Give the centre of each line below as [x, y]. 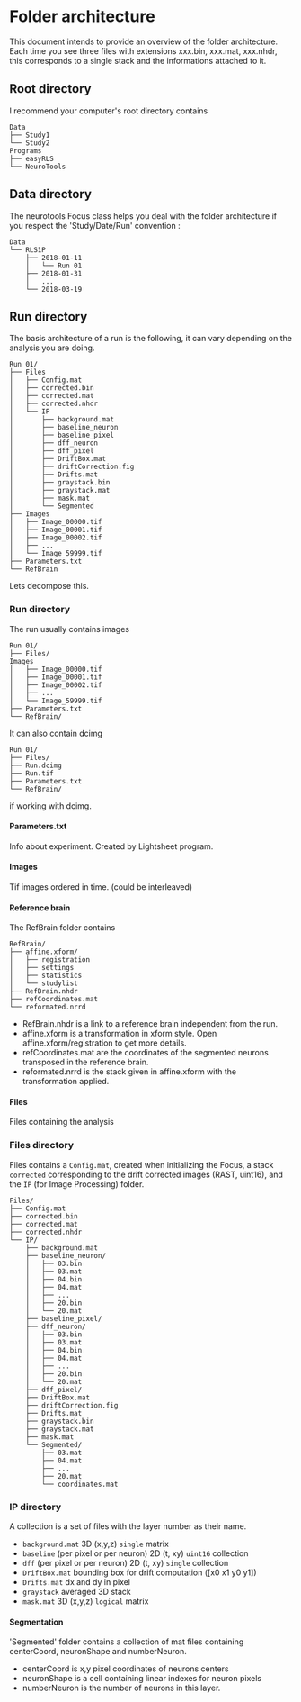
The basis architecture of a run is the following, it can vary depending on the [150, 339]
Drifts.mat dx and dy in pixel [76, 1582]
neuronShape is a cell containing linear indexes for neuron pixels [142, 1679]
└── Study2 [30, 143]
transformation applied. [66, 1082]
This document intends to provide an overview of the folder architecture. [144, 41]
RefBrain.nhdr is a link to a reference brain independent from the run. [150, 1024]
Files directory [42, 1145]
